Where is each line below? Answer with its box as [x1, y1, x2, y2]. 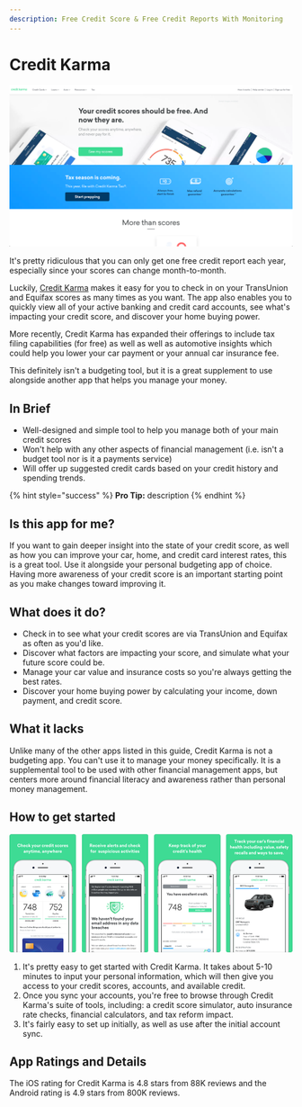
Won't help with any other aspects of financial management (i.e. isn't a [22, 444, 284, 454]
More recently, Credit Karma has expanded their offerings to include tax [9, 328, 276, 339]
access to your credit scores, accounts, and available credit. [22, 980, 245, 991]
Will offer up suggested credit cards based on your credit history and [22, 463, 279, 474]
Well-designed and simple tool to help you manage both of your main [22, 425, 279, 436]
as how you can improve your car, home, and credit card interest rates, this [9, 550, 288, 561]
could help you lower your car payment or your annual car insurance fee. [9, 347, 280, 359]
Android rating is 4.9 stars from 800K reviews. [9, 1087, 181, 1098]
